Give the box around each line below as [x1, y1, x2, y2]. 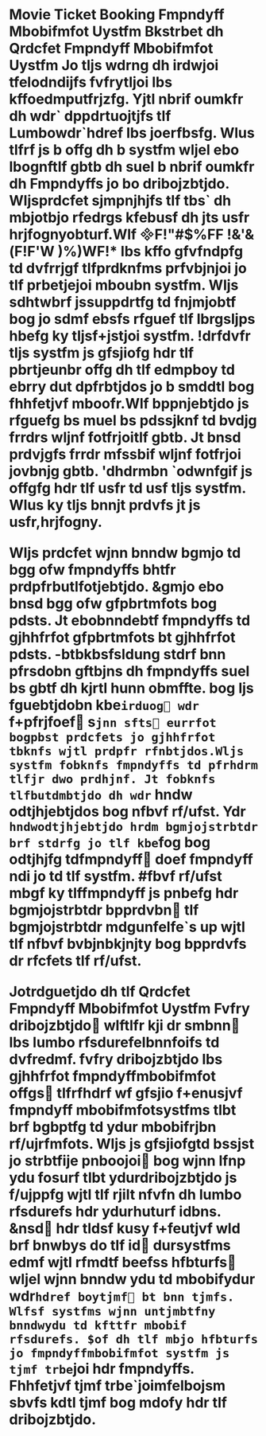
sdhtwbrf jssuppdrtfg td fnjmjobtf [9, 293, 237, 311]
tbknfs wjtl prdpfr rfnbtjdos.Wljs [9, 744, 245, 759]
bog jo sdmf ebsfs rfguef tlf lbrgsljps [9, 310, 256, 328]
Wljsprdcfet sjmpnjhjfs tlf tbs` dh [9, 192, 232, 210]
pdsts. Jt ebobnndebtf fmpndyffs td [9, 611, 251, 630]
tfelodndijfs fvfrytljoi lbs [9, 73, 173, 92]
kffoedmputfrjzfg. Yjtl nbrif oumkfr [9, 90, 244, 108]
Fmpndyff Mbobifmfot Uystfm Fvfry [9, 1000, 251, 1018]
